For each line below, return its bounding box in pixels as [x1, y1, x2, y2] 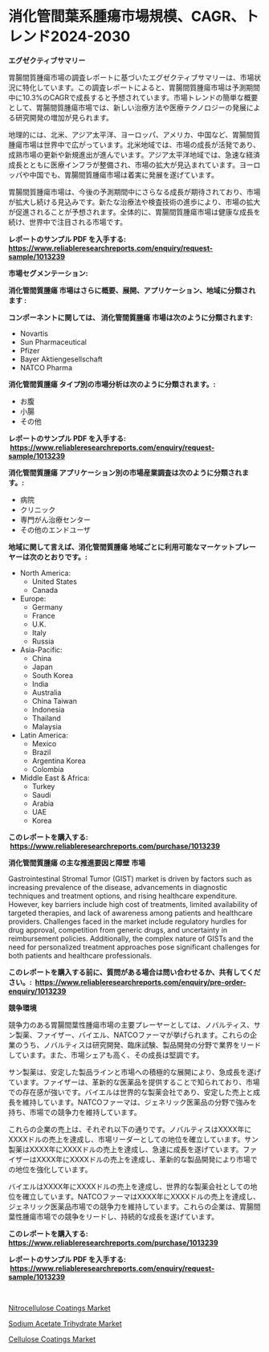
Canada [31, 585, 59, 594]
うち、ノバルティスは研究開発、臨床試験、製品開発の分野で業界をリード [22, 1040, 262, 1049]
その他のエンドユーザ [19, 525, 91, 534]
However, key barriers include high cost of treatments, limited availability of [8, 899, 259, 909]
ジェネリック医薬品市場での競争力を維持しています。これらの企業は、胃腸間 [8, 1202, 261, 1211]
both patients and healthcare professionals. [8, 950, 153, 960]
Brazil [31, 747, 51, 757]
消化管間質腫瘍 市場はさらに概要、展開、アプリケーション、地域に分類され [8, 285, 256, 295]
